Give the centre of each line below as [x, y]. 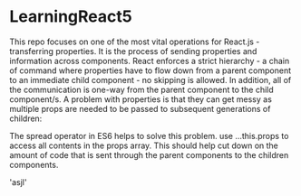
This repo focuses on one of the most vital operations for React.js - [135, 42]
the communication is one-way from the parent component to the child [141, 89]
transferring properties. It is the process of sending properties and [133, 51]
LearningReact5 [71, 17]
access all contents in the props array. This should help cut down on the [144, 145]
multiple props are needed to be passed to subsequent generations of [140, 108]
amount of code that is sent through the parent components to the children [149, 154]
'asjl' [18, 182]
